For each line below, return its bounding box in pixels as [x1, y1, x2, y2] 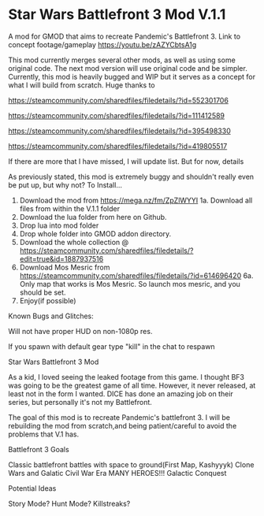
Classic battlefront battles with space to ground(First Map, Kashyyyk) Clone [8, 459, 255, 470]
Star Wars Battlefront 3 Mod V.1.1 [8, 6, 226, 24]
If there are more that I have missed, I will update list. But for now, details [8, 156, 244, 166]
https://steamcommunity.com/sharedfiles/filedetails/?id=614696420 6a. [19, 270, 254, 280]
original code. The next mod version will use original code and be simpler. [8, 63, 248, 72]
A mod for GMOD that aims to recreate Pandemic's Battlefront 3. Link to [8, 32, 241, 41]
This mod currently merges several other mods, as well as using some [8, 55, 236, 65]
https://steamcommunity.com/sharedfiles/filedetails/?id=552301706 [8, 95, 229, 105]
